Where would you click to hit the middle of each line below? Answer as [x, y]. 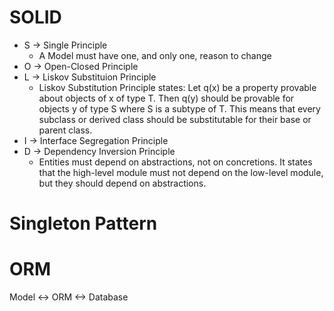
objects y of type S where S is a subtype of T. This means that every [179, 108]
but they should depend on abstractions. [122, 183]
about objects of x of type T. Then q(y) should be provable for [166, 98]
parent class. [65, 130]
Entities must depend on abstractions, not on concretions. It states [175, 162]
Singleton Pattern [83, 223]
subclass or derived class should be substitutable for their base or [175, 119]
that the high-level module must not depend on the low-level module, [181, 172]
